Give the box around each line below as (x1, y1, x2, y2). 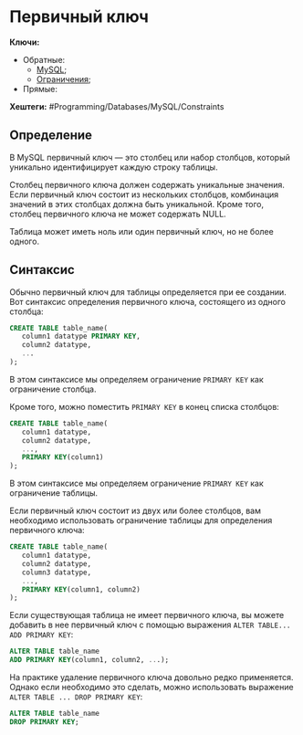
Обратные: (22, 54, 66, 65)
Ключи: (9, 37, 40, 47)
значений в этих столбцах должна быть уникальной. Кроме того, (9, 198, 265, 209)
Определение (9, 128, 93, 143)
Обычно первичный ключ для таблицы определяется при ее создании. (9, 286, 287, 298)
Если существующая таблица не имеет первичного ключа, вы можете (9, 610, 285, 621)
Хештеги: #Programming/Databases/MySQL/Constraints (9, 100, 225, 111)
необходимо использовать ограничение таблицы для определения (9, 515, 273, 526)
